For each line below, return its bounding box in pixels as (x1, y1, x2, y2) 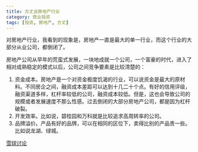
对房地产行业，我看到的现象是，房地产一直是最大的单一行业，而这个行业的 (6, 36, 187, 43)
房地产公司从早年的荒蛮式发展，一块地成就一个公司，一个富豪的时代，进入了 (6, 56, 192, 63)
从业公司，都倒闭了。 (16, 43, 68, 50)
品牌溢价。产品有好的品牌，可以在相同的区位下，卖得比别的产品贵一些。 (14, 120, 190, 127)
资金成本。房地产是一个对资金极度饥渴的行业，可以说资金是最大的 (14, 76, 175, 83)
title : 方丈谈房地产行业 (6, 8, 60, 15)
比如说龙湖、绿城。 (14, 127, 62, 134)
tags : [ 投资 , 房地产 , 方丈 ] (6, 19, 69, 25)
